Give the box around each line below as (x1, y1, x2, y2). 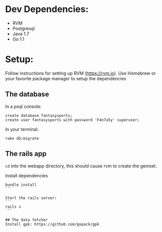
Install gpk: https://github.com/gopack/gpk (5, 221, 99, 226)
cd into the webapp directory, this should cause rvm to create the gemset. (5, 163, 157, 169)
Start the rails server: (5, 195, 57, 200)
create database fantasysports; (5, 113, 72, 118)
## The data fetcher (5, 217, 48, 222)
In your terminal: (5, 126, 39, 132)
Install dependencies (5, 172, 48, 178)
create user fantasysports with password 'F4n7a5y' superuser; (5, 117, 140, 122)
